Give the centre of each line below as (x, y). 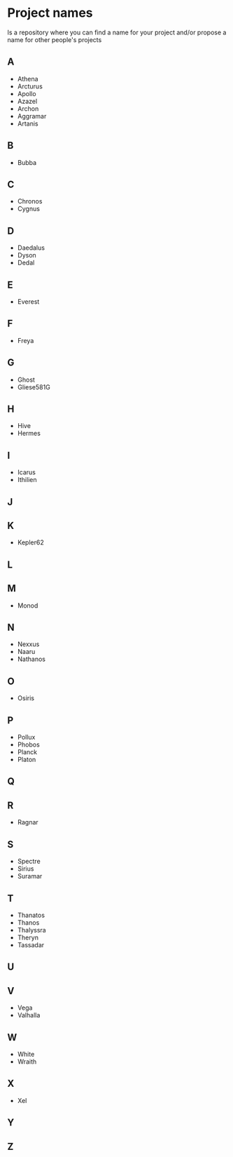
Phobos (28, 744)
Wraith (27, 1062)
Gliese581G (34, 387)
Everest (28, 302)
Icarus (27, 472)
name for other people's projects (55, 39)
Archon (28, 108)
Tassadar (31, 944)
